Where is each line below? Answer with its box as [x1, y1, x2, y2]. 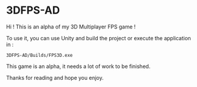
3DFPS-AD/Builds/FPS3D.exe [6, 52, 73, 58]
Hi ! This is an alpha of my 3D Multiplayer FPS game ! [6, 23, 136, 30]
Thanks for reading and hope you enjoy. [6, 74, 104, 81]
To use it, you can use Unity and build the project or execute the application [6, 34, 191, 41]
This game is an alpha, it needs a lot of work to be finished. [6, 63, 151, 70]
